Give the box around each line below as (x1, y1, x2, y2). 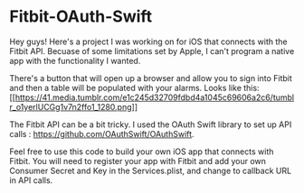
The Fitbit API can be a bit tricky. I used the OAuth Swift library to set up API (9, 119, 292, 130)
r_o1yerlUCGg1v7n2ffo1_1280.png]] (9, 101, 138, 112)
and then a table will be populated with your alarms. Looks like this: (9, 82, 260, 93)
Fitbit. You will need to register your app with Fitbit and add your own (9, 155, 267, 166)
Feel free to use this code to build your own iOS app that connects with (9, 146, 274, 157)
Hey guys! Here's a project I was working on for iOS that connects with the (9, 36, 288, 47)
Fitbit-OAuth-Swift (9, 6, 153, 27)
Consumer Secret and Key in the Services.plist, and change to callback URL (9, 165, 292, 176)
